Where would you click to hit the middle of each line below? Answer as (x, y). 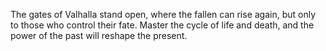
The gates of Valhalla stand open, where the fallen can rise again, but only (163, 14)
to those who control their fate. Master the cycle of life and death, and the (162, 25)
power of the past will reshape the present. (99, 35)
